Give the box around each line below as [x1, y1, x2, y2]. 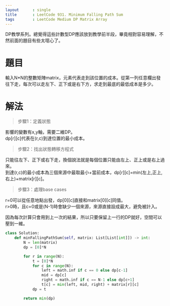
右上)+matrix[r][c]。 [5, 176, 47, 182]
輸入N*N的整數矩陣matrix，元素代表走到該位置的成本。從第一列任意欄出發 [5, 75, 161, 81]
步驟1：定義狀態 [17, 118, 51, 124]
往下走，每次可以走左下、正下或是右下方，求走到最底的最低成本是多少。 [5, 81, 156, 87]
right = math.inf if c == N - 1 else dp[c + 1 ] [41, 277, 135, 283]
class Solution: [5, 231, 39, 236]
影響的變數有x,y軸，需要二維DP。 [5, 129, 75, 135]
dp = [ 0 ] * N [23, 244, 47, 250]
